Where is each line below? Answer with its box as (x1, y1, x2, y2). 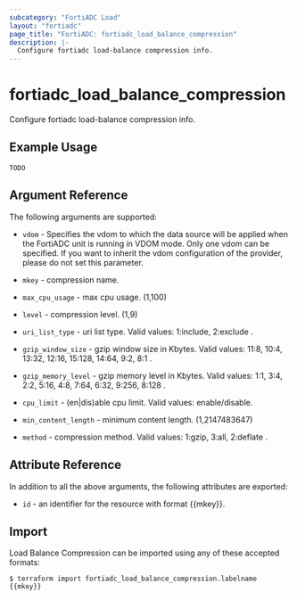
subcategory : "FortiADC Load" (9, 12, 122, 22)
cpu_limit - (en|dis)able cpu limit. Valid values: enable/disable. (21, 397, 253, 407)
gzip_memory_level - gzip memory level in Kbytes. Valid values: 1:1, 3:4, (21, 370, 283, 381)
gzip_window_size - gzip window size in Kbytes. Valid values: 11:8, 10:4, (21, 343, 283, 354)
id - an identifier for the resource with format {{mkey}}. (21, 498, 226, 509)
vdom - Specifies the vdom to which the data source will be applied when (21, 228, 288, 239)
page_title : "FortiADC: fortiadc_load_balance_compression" (9, 29, 238, 38)
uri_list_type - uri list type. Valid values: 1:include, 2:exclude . (21, 326, 254, 337)
